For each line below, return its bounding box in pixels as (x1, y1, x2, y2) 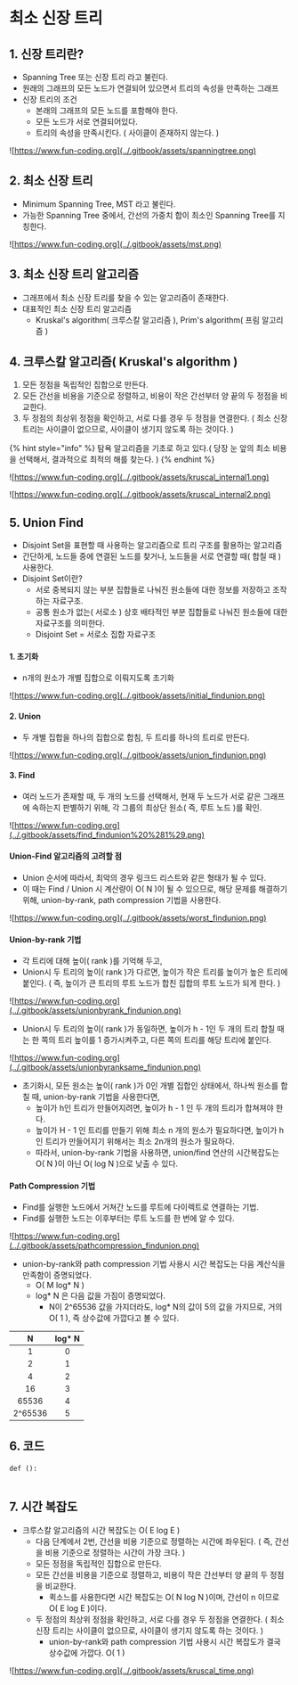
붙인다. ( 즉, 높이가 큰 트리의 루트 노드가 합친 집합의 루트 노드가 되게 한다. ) (21, 978, 281, 989)
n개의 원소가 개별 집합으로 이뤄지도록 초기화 (21, 672, 175, 683)
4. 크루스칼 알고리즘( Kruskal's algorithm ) (9, 354, 238, 370)
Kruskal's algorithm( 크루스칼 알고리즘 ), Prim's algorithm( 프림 (35, 314, 261, 325)
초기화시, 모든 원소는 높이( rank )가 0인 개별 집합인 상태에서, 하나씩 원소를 (21, 1081, 278, 1091)
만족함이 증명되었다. (21, 1270, 92, 1280)
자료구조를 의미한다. (35, 618, 105, 629)
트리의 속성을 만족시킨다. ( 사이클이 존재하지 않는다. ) (35, 127, 220, 138)
